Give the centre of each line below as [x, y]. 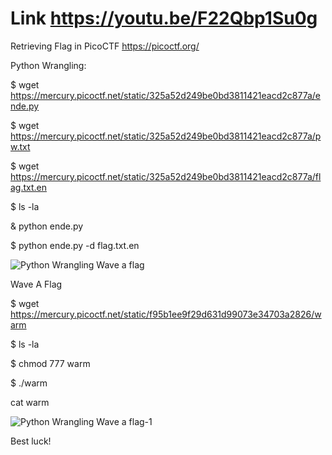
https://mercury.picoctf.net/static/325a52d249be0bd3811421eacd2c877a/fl [166, 176]
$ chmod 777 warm [50, 363]
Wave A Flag [36, 284]
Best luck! [31, 441]
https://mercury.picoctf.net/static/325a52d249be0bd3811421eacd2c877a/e [166, 95]
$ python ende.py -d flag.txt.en [75, 245]
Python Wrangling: [48, 65]
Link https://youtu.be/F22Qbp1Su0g [164, 18]
